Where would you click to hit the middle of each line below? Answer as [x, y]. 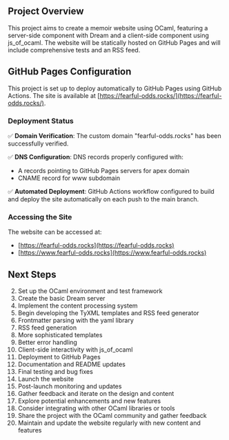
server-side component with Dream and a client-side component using [109, 35]
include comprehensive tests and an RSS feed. [74, 50]
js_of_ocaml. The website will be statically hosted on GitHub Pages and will [114, 42]
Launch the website [46, 379]
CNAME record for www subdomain [69, 178]
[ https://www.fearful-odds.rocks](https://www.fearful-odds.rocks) [112, 253]
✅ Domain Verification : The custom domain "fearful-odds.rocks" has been [114, 136]
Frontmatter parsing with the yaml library [76, 321]
